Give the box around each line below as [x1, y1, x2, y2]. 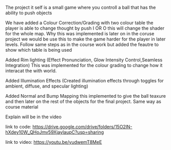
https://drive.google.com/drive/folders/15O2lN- [32, 124, 132, 130]
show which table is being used [5, 47, 72, 53]
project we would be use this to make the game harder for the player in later [5, 36, 166, 42]
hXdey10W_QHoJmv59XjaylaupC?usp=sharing [5, 129, 104, 135]
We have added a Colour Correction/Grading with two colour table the [5, 20, 154, 26]
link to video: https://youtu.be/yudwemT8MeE [5, 139, 102, 145]
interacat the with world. [5, 68, 57, 74]
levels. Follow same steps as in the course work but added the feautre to [5, 41, 159, 48]
